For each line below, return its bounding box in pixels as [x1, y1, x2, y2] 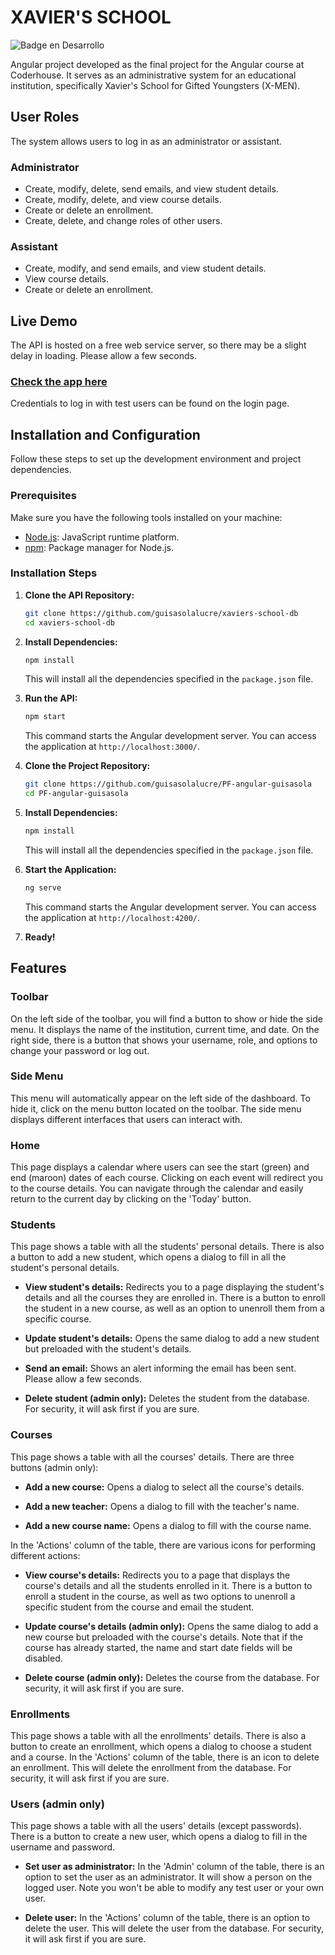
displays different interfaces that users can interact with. [10, 1113, 243, 1125]
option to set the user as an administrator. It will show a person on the [24, 1871, 313, 1883]
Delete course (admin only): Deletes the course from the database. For [24, 1671, 320, 1683]
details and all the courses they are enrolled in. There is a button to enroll [24, 1292, 326, 1304]
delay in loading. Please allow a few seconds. [10, 350, 198, 362]
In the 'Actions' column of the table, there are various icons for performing [10, 1539, 317, 1551]
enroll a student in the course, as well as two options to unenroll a [24, 1590, 296, 1602]
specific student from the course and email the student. [24, 1601, 255, 1613]
